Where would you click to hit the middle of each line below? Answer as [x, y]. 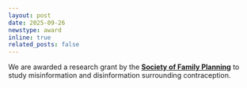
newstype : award [35, 30]
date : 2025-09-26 [37, 23]
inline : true [30, 37]
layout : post [30, 15]
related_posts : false [44, 45]
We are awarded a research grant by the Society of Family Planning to [124, 67]
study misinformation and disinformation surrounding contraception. [120, 75]
